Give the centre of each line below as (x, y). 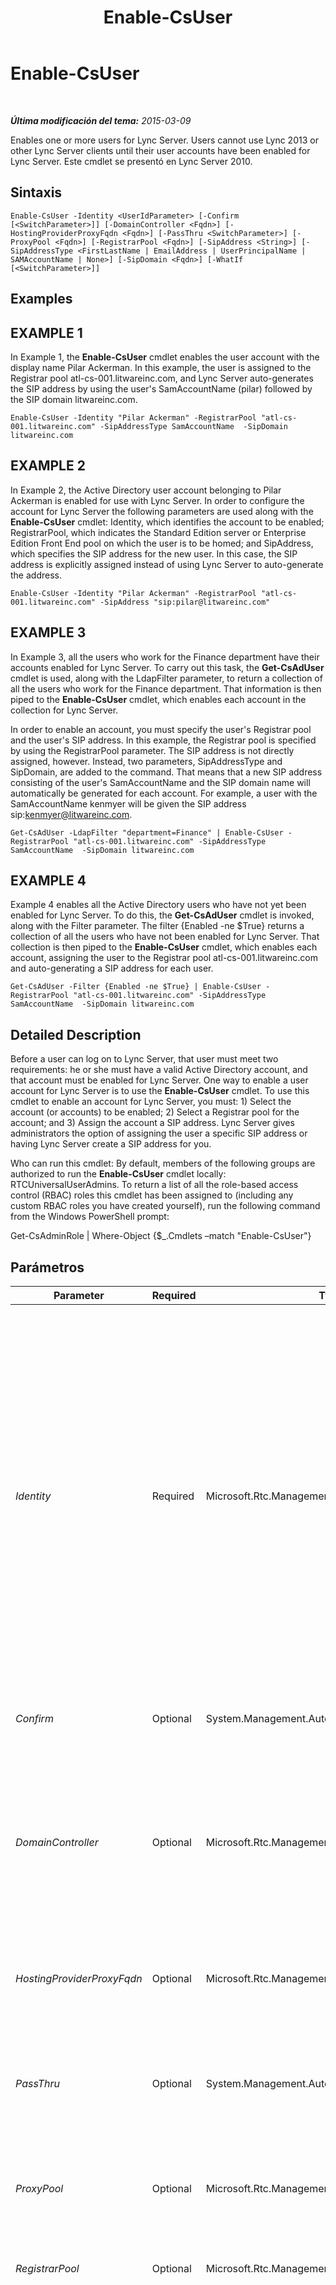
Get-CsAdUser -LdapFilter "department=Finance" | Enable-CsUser (147, 832)
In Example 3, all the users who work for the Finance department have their (165, 657)
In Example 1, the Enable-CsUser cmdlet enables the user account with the (165, 357)
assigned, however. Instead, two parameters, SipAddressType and (146, 761)
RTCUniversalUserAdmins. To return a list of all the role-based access (154, 1185)
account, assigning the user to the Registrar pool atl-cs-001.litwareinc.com (164, 958)
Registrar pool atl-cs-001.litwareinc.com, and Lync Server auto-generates (162, 378)
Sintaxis (36, 192)
